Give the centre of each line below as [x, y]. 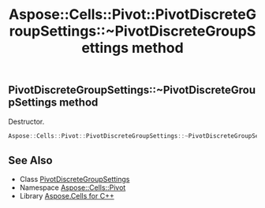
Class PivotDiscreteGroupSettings [75, 180]
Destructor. [26, 121]
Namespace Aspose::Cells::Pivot [73, 188]
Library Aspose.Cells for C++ [67, 196]
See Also [30, 160]
